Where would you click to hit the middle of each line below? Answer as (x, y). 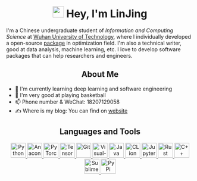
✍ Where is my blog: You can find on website (71, 111)
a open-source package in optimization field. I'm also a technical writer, (94, 43)
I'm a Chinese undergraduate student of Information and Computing (90, 30)
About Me (100, 74)
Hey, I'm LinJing (107, 14)
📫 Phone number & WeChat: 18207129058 (67, 102)
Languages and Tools (100, 132)
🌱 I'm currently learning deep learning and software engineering (93, 89)
